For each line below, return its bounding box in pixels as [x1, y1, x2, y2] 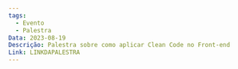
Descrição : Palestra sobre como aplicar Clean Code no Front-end [8, 41, 230, 49]
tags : [8, 11, 26, 20]
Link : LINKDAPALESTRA [8, 48, 81, 56]
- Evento [15, 19, 45, 27]
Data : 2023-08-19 [8, 33, 66, 42]
